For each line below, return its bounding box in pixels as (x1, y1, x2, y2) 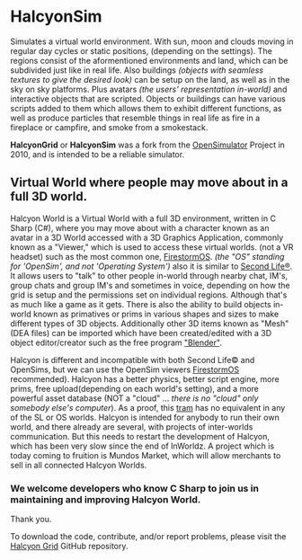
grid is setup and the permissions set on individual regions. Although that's (10, 289, 288, 300)
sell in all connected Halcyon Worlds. (10, 459, 147, 470)
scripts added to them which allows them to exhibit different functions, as (10, 102, 282, 113)
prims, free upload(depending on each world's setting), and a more (10, 383, 260, 394)
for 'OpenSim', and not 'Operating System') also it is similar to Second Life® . (10, 261, 293, 271)
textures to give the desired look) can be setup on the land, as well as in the (10, 74, 290, 84)
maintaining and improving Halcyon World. (10, 493, 201, 505)
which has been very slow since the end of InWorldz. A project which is (10, 440, 275, 451)
